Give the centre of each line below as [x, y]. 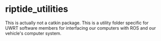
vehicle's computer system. [33, 33]
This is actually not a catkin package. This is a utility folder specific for [77, 23]
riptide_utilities [37, 9]
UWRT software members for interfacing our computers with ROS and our [80, 28]
